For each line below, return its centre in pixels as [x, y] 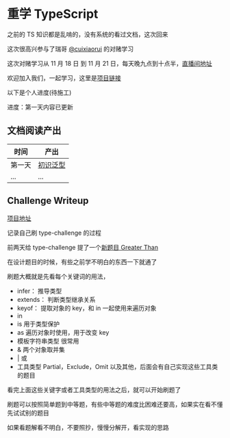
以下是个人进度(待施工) [39, 92]
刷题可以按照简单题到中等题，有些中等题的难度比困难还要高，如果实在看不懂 [115, 404]
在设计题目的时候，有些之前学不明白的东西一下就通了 [82, 261]
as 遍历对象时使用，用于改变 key [63, 332]
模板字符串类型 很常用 [48, 341]
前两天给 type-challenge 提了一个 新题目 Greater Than [83, 247]
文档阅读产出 [34, 131]
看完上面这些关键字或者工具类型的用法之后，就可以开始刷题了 [94, 389]
